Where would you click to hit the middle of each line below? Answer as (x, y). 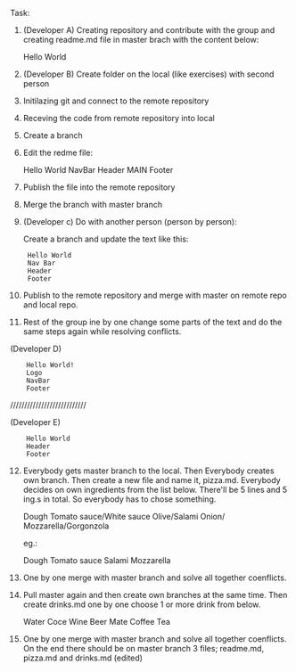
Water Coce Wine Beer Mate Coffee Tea (96, 622)
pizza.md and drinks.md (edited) (83, 658)
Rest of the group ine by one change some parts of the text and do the (152, 322)
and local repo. (50, 305)
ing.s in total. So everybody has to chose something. (119, 499)
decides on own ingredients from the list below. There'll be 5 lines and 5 (155, 490)
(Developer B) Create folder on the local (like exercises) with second (148, 74)
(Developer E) (36, 422)
